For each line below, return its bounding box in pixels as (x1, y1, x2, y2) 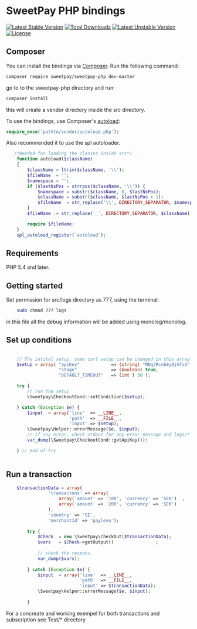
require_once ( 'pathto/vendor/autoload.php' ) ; (6, 129, 119, 135)
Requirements (6, 248, 59, 258)
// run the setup (27, 388, 69, 395)
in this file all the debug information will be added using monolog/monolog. (6, 318, 187, 325)
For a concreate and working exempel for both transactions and (6, 610, 160, 617)
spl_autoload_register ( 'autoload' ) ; (16, 232, 107, 238)
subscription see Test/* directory (6, 616, 86, 623)
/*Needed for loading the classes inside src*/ (13, 151, 133, 156)
